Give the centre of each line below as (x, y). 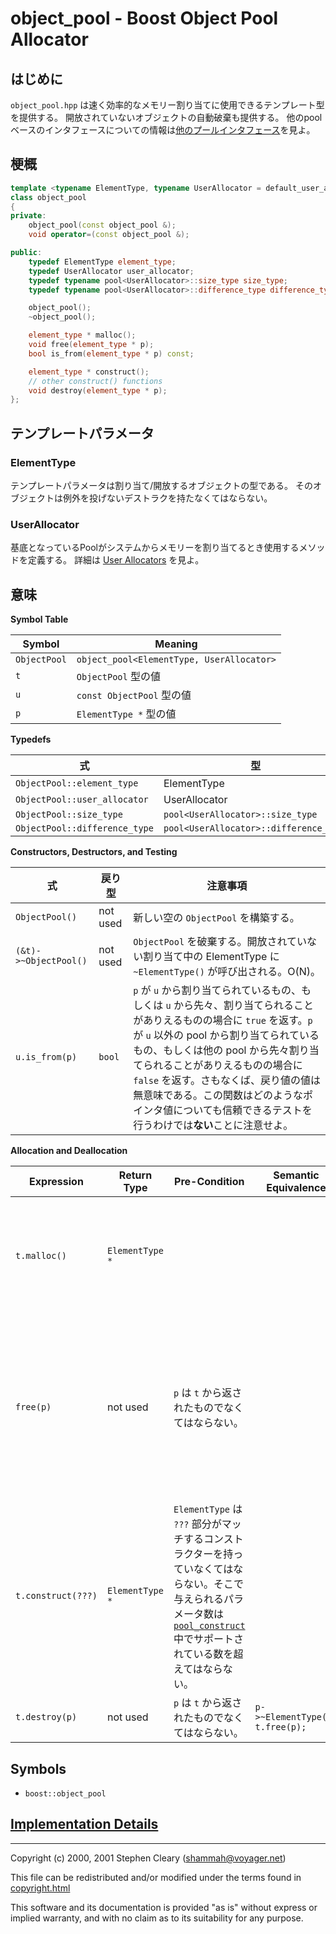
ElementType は (208, 1509)
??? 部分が (197, 1524)
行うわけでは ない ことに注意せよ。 (213, 1125)
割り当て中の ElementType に (211, 957)
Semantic (296, 1175)
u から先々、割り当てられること (240, 1005)
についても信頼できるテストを (243, 1110)
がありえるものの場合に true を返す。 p (223, 1020)
